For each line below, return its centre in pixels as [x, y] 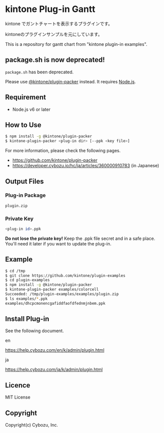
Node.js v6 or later [31, 109]
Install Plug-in [27, 319]
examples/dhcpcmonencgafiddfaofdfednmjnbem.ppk [55, 303]
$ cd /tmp [15, 271]
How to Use [23, 125]
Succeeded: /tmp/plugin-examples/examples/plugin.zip [62, 294]
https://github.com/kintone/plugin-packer [55, 160]
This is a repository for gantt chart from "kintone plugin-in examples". [76, 44]
